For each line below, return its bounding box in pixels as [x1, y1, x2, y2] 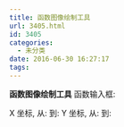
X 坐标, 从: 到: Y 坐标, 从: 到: [9, 107, 112, 118]
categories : [9, 38, 54, 47]
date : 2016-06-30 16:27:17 [9, 55, 110, 63]
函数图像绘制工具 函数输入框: [9, 89, 116, 99]
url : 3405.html [9, 21, 66, 30]
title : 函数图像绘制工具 [9, 13, 91, 22]
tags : [9, 63, 29, 72]
